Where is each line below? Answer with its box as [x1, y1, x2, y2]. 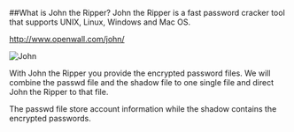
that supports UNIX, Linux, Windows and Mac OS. [9, 17, 191, 27]
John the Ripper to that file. [9, 87, 109, 97]
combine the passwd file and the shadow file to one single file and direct [9, 77, 275, 87]
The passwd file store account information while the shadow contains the [9, 104, 277, 114]
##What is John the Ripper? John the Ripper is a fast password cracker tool [9, 8, 285, 18]
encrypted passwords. [9, 114, 91, 123]
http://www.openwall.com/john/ [9, 34, 126, 44]
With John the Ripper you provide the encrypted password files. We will [9, 68, 271, 78]
